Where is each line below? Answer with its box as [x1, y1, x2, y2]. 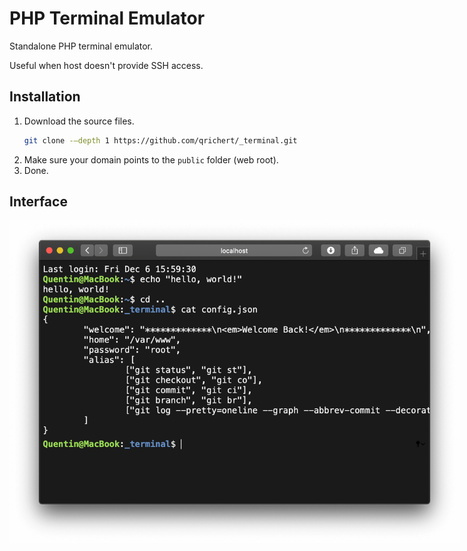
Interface [9, 193, 68, 211]
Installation [9, 88, 81, 106]
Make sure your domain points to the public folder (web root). [23, 153, 279, 166]
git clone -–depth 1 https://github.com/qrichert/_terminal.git [23, 135, 298, 146]
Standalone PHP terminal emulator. [9, 40, 154, 52]
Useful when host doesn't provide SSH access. [9, 59, 204, 71]
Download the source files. [23, 115, 135, 127]
